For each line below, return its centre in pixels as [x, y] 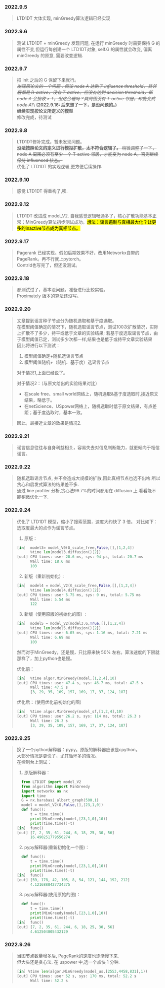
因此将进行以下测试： [38, 345]
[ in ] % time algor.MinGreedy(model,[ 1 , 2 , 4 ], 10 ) [67, 678]
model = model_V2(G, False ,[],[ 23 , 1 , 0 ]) [62, 805]
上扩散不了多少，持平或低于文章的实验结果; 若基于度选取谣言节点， [85, 333]
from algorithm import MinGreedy [56, 787]
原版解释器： [37, 772]
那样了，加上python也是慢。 [45, 658]
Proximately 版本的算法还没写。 [49, 296]
